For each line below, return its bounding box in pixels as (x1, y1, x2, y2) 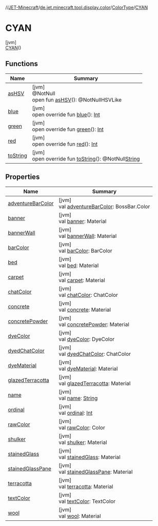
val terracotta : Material (58, 483, 113, 490)
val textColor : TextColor (58, 497, 116, 504)
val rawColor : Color (58, 424, 105, 431)
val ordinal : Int (58, 409, 93, 416)
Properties (5, 173, 40, 181)
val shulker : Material (58, 438, 107, 446)
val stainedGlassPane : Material (58, 468, 133, 475)
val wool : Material (58, 512, 101, 519)
